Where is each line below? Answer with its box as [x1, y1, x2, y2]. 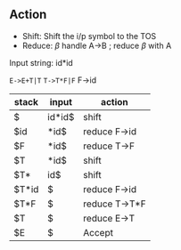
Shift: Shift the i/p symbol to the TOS [21, 30, 157, 41]
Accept [83, 226, 114, 238]
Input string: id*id [9, 57, 73, 68]
